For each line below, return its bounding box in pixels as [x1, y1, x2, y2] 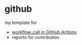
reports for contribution [11, 34, 60, 40]
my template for [4, 20, 37, 25]
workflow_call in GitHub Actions [11, 29, 77, 35]
